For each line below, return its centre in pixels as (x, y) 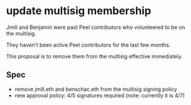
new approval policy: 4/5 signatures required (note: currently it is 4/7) (100, 95)
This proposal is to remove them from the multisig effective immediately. (94, 56)
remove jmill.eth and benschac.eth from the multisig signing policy (96, 89)
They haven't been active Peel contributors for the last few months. (88, 45)
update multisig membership (79, 11)
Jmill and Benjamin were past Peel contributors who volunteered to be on (96, 27)
